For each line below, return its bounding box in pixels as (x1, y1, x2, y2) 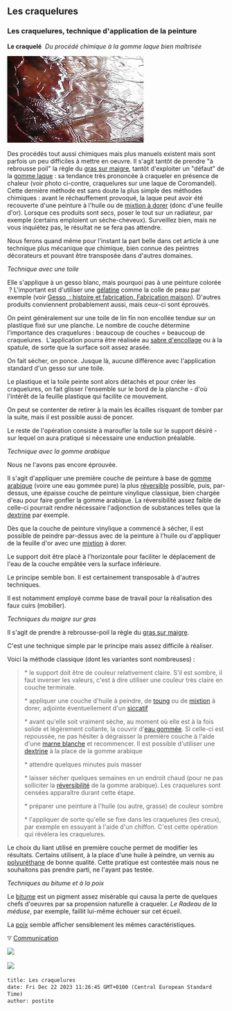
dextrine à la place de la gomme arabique (24, 746, 143, 755)
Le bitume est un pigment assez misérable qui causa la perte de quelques (7, 892, 218, 900)
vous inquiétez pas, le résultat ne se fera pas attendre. (7, 223, 163, 231)
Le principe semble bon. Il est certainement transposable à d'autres (7, 573, 200, 581)
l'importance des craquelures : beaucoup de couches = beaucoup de (7, 328, 206, 337)
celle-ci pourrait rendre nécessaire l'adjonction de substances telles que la (7, 503, 220, 511)
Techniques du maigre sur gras (7, 615, 97, 623)
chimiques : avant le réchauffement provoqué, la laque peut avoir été (7, 193, 204, 202)
